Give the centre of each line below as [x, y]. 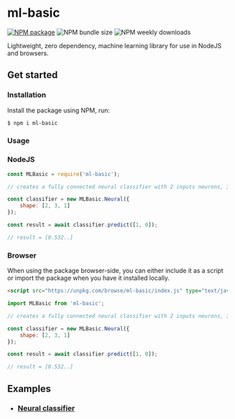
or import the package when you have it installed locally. [88, 278]
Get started [33, 75]
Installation [27, 95]
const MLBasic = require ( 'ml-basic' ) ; [64, 174]
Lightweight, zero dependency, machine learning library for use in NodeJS [114, 45]
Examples [29, 389]
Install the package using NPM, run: [59, 110]
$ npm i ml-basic [33, 123]
